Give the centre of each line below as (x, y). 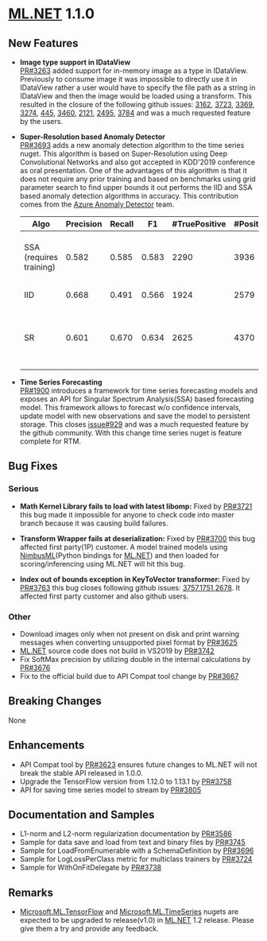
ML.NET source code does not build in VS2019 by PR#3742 (117, 651)
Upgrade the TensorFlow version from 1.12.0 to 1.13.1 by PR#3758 (126, 781)
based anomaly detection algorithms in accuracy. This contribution (129, 196)
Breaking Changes (55, 701)
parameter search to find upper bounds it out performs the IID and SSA (136, 187)
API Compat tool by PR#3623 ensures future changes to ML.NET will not (138, 765)
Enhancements (46, 745)
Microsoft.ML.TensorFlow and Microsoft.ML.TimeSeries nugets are (129, 912)
